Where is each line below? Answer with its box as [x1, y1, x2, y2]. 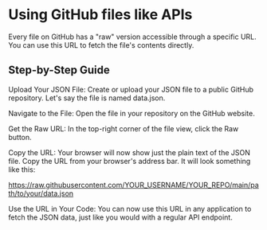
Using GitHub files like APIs [8, 6, 193, 24]
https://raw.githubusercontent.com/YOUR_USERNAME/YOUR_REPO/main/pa [8, 180, 259, 189]
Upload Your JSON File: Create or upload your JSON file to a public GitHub [8, 84, 253, 94]
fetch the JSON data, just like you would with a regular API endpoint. [8, 212, 233, 222]
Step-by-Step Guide [8, 64, 110, 77]
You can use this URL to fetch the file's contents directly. [8, 40, 194, 49]
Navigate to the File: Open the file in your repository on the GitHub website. [8, 108, 255, 118]
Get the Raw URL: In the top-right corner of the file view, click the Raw [8, 123, 239, 133]
